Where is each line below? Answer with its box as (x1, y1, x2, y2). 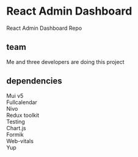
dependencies (6, 76, 62, 86)
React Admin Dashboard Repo (6, 24, 82, 32)
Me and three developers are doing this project (6, 58, 125, 65)
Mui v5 (6, 92, 24, 99)
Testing (6, 117, 26, 125)
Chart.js (6, 124, 26, 131)
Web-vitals (6, 137, 34, 144)
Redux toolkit (6, 111, 40, 119)
